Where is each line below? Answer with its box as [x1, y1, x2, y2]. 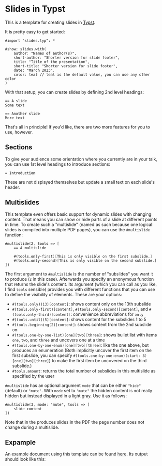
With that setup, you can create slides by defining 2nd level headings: [5, 89, 144, 95]
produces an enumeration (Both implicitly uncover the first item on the [12, 347, 152, 353]
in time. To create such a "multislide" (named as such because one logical [5, 222, 153, 227]
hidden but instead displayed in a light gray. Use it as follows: [5, 393, 127, 399]
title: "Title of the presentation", [14, 59, 90, 64]
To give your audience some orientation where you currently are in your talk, [5, 156, 157, 162]
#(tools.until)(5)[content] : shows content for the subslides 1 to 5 [12, 316, 147, 322]
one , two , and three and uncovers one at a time [12, 337, 105, 343]
